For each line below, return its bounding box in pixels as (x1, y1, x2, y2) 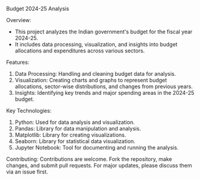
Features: (6, 59, 30, 66)
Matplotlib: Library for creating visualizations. (14, 131, 127, 138)
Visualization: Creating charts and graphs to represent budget (14, 77, 167, 83)
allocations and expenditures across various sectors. (14, 47, 145, 54)
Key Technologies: (6, 107, 52, 114)
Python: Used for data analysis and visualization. (14, 119, 135, 126)
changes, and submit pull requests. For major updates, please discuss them (6, 162, 192, 169)
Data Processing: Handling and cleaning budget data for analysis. (14, 70, 176, 77)
